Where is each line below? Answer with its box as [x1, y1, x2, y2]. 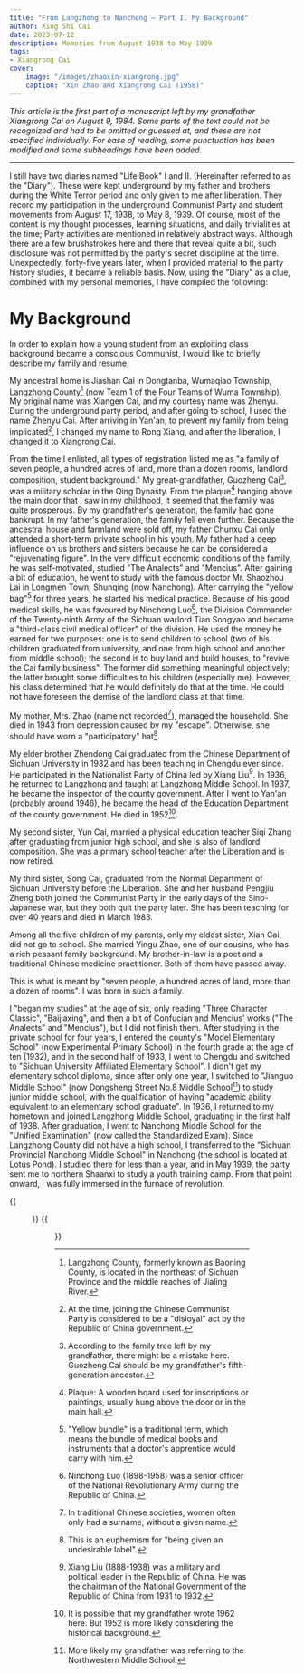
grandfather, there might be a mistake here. [67, 1349, 230, 1361]
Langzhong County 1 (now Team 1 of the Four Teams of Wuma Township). [9, 385, 282, 397]
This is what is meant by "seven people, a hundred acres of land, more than [9, 976, 291, 987]
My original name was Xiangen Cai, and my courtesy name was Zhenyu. [9, 396, 279, 406]
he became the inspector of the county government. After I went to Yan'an [9, 788, 287, 799]
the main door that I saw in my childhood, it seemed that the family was [9, 495, 275, 506]
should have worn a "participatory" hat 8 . [9, 729, 161, 741]
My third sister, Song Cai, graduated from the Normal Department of [9, 873, 263, 885]
